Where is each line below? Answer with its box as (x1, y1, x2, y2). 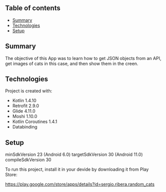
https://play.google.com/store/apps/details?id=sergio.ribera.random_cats (5, 181, 155, 188)
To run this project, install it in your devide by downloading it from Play (5, 166, 149, 173)
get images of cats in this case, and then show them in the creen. (5, 61, 139, 66)
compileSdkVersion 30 (5, 157, 52, 163)
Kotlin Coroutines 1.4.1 (12, 119, 57, 125)
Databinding (12, 124, 38, 130)
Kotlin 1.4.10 (12, 98, 37, 104)
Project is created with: (5, 88, 53, 94)
